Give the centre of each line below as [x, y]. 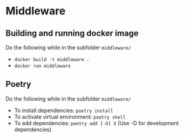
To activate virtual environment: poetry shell [70, 117]
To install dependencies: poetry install [64, 110]
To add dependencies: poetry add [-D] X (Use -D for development [97, 123]
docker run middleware [42, 66]
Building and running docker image [72, 33]
